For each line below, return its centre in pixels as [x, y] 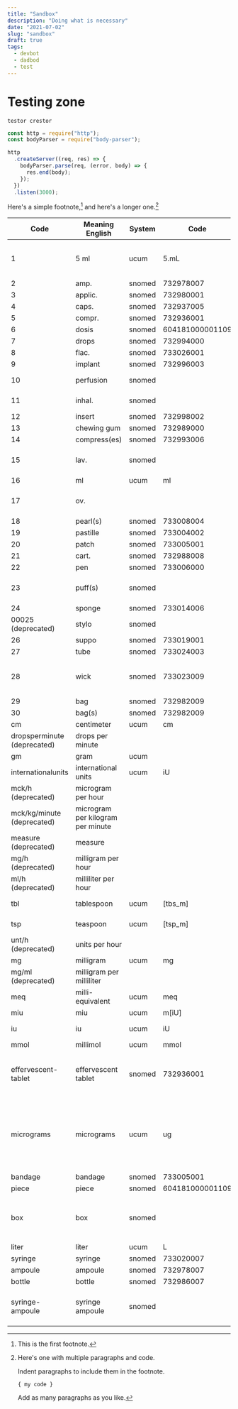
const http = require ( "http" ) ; [53, 133]
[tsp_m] [176, 924]
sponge [88, 608]
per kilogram [97, 818]
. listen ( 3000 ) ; [36, 192]
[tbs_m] [176, 904]
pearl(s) [89, 521]
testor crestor [30, 121]
